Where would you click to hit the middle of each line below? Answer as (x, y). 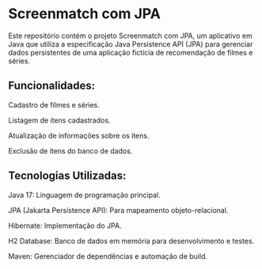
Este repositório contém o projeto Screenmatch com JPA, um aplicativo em (130, 36)
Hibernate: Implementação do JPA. (65, 225)
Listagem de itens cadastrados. (59, 120)
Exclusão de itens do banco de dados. (70, 150)
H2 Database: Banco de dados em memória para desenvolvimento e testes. (131, 241)
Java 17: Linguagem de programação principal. (84, 195)
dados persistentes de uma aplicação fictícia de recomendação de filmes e (131, 52)
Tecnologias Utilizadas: (67, 176)
